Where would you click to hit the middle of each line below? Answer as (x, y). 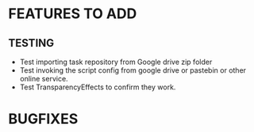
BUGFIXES (43, 119)
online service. (44, 79)
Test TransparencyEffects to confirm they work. (98, 87)
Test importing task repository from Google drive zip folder (116, 62)
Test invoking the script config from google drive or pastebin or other (133, 70)
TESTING (31, 43)
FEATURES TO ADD (73, 14)
